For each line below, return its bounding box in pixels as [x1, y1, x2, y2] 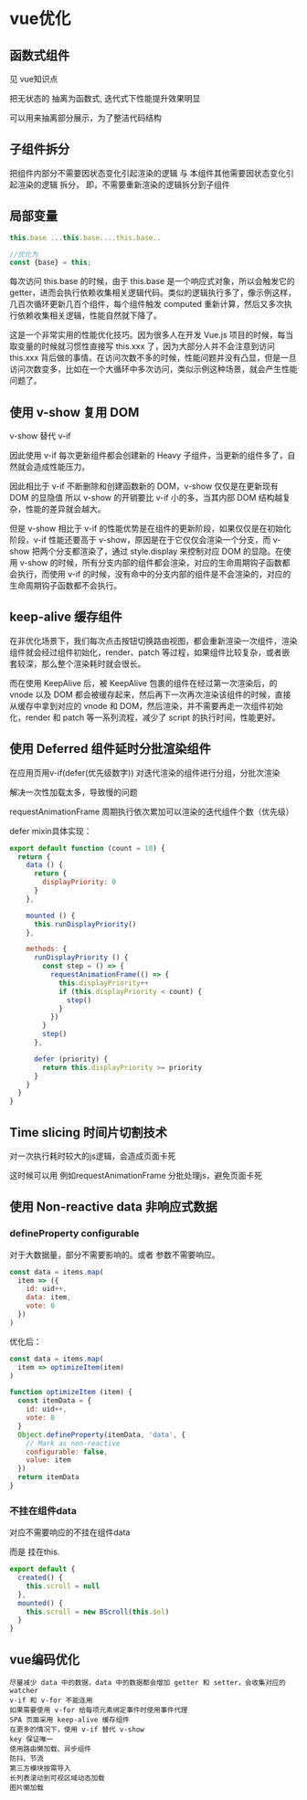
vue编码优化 [9, 1651, 80, 1668]
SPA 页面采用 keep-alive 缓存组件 [9, 1715, 130, 1725]
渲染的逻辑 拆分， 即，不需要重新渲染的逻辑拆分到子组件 [16, 179, 230, 190]
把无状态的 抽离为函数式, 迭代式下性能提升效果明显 [9, 93, 201, 103]
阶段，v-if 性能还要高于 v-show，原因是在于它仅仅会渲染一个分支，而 [9, 535, 271, 545]
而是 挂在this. [9, 1546, 60, 1558]
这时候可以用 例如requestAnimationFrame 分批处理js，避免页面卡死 [9, 1170, 263, 1181]
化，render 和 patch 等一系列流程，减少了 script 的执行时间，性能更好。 [9, 712, 281, 723]
